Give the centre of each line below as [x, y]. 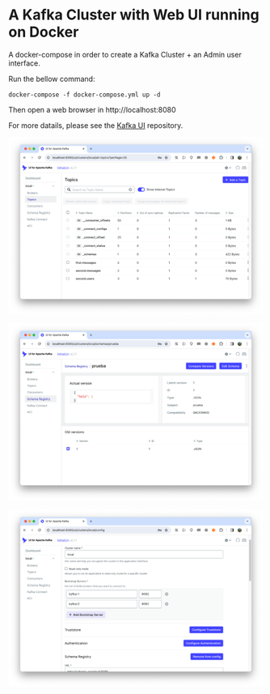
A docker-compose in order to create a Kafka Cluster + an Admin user [125, 54]
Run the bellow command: [52, 79]
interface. [24, 63]
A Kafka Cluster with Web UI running [134, 15]
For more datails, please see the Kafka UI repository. [96, 125]
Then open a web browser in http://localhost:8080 [92, 109]
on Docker [44, 32]
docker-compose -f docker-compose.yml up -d [84, 95]
